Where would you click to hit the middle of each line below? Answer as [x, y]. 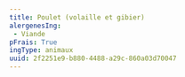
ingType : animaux [41, 50]
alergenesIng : [36, 26]
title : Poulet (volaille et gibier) [77, 17]
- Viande [29, 34]
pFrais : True [33, 42]
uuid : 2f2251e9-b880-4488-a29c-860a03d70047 [93, 58]
